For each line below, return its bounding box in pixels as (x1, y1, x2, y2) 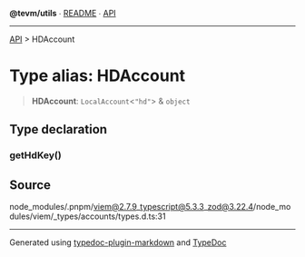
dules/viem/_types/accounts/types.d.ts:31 (9, 211, 166, 222)
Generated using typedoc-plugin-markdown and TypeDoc (9, 237, 227, 248)
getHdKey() (9, 149, 62, 162)
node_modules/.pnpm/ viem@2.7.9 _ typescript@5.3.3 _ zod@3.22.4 (9, 202, 254, 213)
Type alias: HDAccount (9, 65, 186, 86)
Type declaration (9, 122, 107, 137)
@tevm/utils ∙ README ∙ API (9, 8, 116, 18)
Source (9, 177, 52, 193)
